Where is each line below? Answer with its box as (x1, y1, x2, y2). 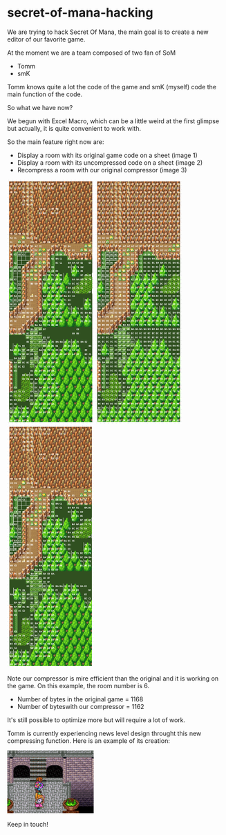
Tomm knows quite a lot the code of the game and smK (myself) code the (7, 82, 216, 91)
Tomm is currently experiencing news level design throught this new (7, 729, 202, 737)
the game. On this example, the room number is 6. (7, 681, 150, 690)
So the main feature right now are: (7, 137, 105, 146)
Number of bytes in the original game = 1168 (17, 694, 144, 703)
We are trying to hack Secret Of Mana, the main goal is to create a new (7, 28, 209, 36)
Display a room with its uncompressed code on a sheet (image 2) (17, 158, 203, 167)
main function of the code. (7, 90, 83, 98)
